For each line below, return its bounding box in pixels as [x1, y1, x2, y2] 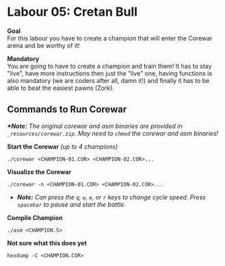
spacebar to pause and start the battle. [16, 200, 127, 208]
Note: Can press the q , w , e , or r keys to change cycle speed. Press [16, 193, 207, 201]
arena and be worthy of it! [7, 41, 80, 49]
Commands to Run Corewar [7, 104, 127, 115]
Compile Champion [7, 213, 63, 221]
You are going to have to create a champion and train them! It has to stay [7, 62, 212, 70]
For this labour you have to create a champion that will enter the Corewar [7, 34, 213, 42]
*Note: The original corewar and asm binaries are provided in [7, 121, 183, 130]
